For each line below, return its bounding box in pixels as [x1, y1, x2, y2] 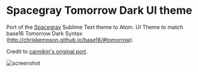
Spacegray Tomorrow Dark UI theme [6, 4, 193, 17]
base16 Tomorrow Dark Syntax [6, 29, 83, 37]
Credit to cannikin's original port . [6, 47, 88, 55]
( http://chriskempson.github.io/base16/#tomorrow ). [6, 36, 134, 43]
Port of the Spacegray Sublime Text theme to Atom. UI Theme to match [6, 23, 184, 31]
